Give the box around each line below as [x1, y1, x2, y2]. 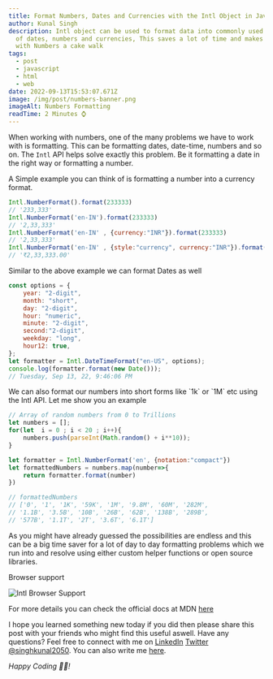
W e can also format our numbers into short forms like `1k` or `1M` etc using [8, 387, 258, 396]
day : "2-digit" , [23, 304, 79, 313]
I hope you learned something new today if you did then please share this [8, 619, 254, 629]
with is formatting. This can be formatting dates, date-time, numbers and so [8, 141, 262, 150]
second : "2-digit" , [23, 327, 85, 335]
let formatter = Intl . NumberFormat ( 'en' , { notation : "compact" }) [8, 456, 231, 464]
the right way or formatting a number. [8, 158, 134, 167]
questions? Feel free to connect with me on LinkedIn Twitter [8, 637, 209, 647]
